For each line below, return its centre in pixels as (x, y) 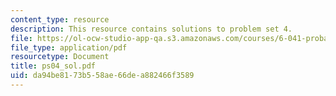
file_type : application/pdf (69, 47)
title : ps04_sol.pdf (53, 66)
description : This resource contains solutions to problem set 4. (151, 29)
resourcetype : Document (60, 57)
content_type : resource (60, 19)
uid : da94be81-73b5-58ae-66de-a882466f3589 (102, 76)
